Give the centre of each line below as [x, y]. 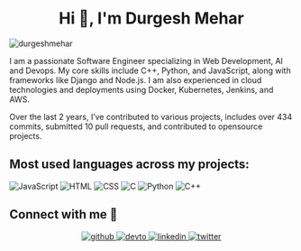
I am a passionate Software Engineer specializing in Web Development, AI [146, 60]
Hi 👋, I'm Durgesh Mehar [151, 19]
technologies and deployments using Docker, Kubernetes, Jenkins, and [141, 89]
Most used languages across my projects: [129, 165]
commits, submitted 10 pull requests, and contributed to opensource [136, 126]
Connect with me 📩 [64, 214]
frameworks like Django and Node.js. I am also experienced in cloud [136, 79]
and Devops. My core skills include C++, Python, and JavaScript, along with [150, 70]
